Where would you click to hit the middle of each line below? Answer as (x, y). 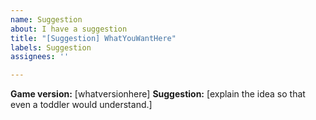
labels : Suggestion (51, 47)
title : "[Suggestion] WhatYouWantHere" (93, 38)
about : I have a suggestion (69, 29)
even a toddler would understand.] (81, 105)
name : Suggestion (46, 19)
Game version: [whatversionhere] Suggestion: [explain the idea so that (158, 94)
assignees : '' (40, 57)
